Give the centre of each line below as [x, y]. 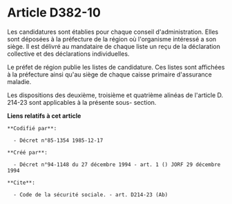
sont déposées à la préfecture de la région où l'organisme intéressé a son [112, 39]
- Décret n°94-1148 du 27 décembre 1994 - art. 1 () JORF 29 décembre [117, 164]
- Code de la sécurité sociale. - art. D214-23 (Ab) [91, 194]
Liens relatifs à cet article [44, 116]
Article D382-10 [54, 13]
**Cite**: [21, 183]
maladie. [19, 81]
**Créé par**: [28, 152]
